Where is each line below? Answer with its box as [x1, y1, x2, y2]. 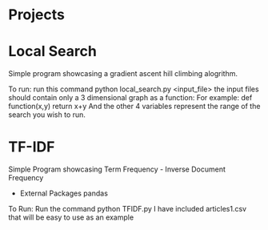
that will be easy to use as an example [8, 212, 134, 222]
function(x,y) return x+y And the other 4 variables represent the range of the [8, 102, 261, 111]
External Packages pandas [19, 188, 108, 198]
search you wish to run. [8, 110, 86, 119]
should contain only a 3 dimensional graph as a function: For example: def [8, 93, 253, 103]
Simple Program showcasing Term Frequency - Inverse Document [8, 164, 226, 174]
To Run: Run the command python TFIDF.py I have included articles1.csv [8, 204, 246, 214]
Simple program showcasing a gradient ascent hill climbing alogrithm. [8, 69, 238, 79]
